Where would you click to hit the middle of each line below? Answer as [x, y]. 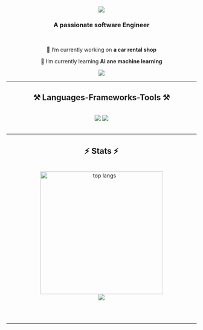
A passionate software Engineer [101, 25]
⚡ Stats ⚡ [101, 151]
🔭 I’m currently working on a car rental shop [101, 50]
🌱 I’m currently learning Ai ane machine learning [101, 62]
